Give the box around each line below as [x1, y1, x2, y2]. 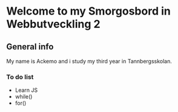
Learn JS [15, 86, 38, 94]
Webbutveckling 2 [6, 17, 101, 31]
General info [6, 41, 54, 52]
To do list [6, 72, 34, 81]
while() [15, 93, 33, 100]
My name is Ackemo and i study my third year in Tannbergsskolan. [6, 58, 173, 65]
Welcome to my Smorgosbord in [6, 4, 171, 18]
